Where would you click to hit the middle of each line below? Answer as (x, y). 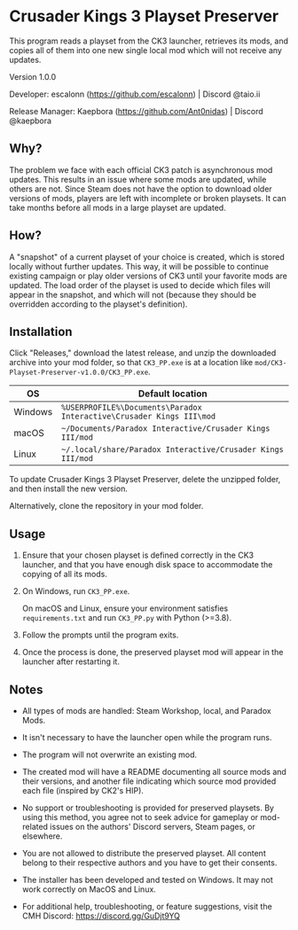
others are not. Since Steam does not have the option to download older (141, 189)
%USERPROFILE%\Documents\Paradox (131, 408)
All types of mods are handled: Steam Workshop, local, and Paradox (147, 711)
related (35, 827)
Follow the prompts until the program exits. (100, 635)
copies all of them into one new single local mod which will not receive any (145, 50)
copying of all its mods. (65, 574)
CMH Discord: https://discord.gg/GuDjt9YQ (101, 916)
